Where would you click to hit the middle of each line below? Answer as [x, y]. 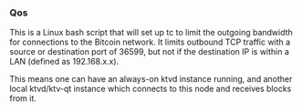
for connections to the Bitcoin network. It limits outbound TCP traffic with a [150, 42]
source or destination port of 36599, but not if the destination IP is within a [150, 52]
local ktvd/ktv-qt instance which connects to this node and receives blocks [151, 89]
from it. [23, 98]
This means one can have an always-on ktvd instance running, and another [151, 79]
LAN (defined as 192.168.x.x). [64, 62]
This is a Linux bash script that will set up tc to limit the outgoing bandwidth [151, 33]
